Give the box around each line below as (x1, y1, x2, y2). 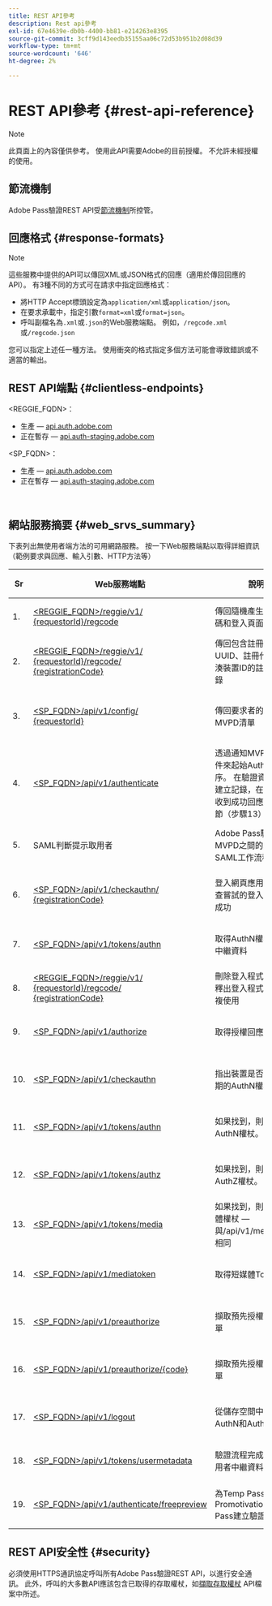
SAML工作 (215, 852, 254, 863)
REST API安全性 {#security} (8, 1545, 151, 1559)
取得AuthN (215, 933, 256, 945)
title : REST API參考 (8, 11, 75, 20)
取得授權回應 (215, 1027, 265, 1038)
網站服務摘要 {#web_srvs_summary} (8, 518, 196, 532)
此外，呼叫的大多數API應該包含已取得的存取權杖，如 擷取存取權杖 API (23, 1578, 255, 1588)
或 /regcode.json (19, 328, 75, 338)
